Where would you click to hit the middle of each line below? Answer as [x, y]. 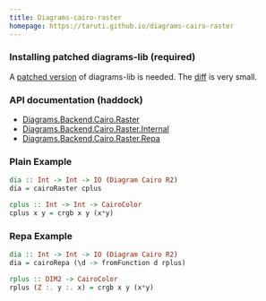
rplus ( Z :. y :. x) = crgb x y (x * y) [82, 288]
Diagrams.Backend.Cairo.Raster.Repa [91, 139]
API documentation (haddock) [76, 99]
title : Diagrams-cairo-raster [66, 17]
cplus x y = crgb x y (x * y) [62, 213]
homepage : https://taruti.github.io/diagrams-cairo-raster [122, 26]
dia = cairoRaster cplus [56, 189]
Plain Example [41, 162]
